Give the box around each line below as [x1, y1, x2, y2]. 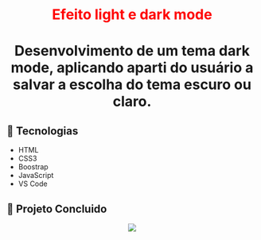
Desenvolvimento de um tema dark [14, 42, 251, 60]
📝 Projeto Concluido [6, 202, 107, 215]
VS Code [18, 179, 48, 188]
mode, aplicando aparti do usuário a [10, 59, 254, 77]
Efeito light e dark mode [52, 6, 212, 24]
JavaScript [18, 171, 54, 180]
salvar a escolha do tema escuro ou [13, 75, 251, 94]
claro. [112, 93, 152, 110]
